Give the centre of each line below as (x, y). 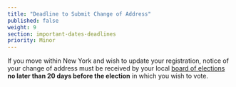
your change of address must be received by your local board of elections (116, 68)
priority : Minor (31, 41)
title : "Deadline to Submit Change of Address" (79, 14)
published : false (33, 21)
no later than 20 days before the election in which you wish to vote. (108, 76)
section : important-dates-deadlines (62, 34)
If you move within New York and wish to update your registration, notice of (118, 61)
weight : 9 (22, 27)
